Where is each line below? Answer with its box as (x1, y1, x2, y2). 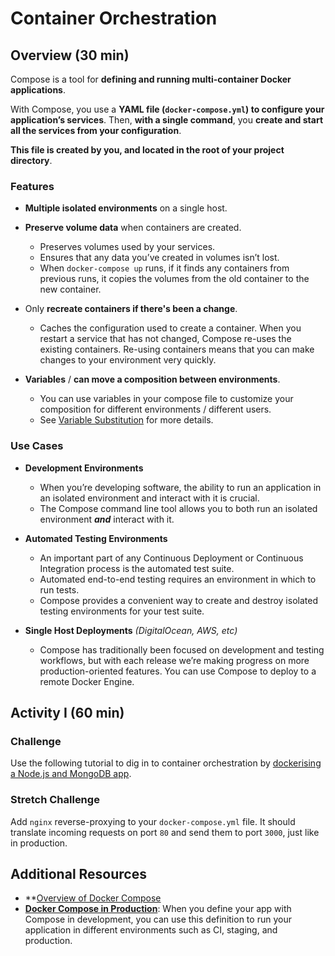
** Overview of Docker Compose (24, 892, 162, 904)
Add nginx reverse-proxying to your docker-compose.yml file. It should (10, 815, 296, 827)
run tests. (39, 583, 80, 596)
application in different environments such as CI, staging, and (24, 924, 278, 936)
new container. (39, 283, 102, 296)
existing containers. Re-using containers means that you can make (39, 343, 315, 356)
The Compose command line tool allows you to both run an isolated (39, 502, 318, 514)
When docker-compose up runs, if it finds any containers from (39, 262, 290, 274)
